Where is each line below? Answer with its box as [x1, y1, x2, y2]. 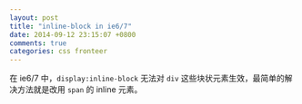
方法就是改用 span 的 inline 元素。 [16, 84, 143, 95]
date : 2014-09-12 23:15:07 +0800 [9, 30, 136, 39]
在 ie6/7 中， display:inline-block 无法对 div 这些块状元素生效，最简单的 [9, 73, 285, 84]
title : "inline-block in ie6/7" [9, 22, 132, 31]
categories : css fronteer [9, 47, 107, 56]
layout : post [9, 13, 59, 23]
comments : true [9, 38, 67, 48]
